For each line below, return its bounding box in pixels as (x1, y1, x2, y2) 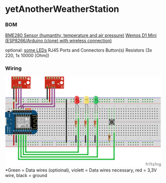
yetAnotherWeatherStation (5, 3, 120, 15)
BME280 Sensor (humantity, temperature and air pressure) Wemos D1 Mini (5, 32, 157, 38)
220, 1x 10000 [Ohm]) (5, 53, 49, 59)
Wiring (5, 65, 22, 72)
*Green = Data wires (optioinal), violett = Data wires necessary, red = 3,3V (5, 167, 157, 173)
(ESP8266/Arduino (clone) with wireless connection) (5, 38, 112, 44)
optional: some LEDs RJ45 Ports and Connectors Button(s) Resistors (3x (5, 47, 152, 53)
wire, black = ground (5, 172, 47, 178)
